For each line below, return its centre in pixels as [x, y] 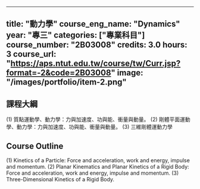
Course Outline [35, 146]
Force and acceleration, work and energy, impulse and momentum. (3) [93, 173]
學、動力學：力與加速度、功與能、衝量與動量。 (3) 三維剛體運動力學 [89, 127]
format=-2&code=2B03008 [59, 73]
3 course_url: [31, 54]
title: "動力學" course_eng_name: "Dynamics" [93, 24]
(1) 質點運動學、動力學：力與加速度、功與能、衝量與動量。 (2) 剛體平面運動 [98, 119]
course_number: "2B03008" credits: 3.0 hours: [97, 45]
